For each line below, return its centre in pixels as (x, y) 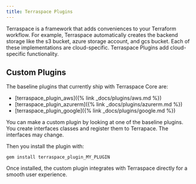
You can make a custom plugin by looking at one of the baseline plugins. (95, 122)
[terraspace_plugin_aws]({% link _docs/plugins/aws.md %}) (88, 98)
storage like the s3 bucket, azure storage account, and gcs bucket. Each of (98, 41)
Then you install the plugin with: (45, 147)
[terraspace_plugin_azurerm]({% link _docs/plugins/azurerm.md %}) (99, 104)
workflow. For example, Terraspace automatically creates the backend (92, 35)
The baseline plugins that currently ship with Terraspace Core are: (87, 87)
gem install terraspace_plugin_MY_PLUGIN (58, 157)
